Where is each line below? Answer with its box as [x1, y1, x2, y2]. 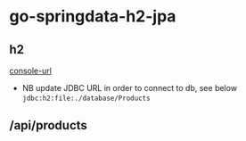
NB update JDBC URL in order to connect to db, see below [21, 83, 238, 93]
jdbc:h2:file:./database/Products [21, 94, 151, 103]
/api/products [9, 118, 87, 133]
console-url [9, 65, 52, 76]
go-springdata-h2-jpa [9, 6, 176, 27]
